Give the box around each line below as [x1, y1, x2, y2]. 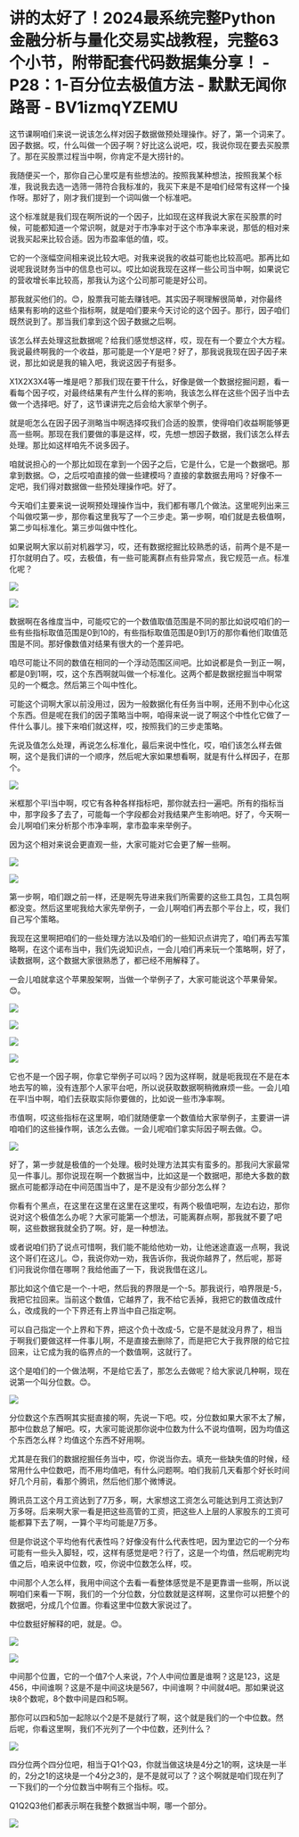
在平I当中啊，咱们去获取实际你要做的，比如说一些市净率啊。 [9, 1093, 230, 1104]
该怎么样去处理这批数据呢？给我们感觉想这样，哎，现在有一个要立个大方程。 [9, 335, 290, 345]
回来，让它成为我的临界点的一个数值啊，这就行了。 [9, 1346, 197, 1357]
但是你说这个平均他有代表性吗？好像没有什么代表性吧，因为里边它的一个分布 [9, 1535, 290, 1546]
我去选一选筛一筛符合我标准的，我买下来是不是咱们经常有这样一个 [39, 180, 282, 192]
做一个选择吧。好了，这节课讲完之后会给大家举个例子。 [9, 398, 212, 409]
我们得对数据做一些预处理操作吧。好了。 [32, 481, 181, 492]
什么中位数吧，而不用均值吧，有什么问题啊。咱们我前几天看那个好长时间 [24, 1464, 290, 1475]
